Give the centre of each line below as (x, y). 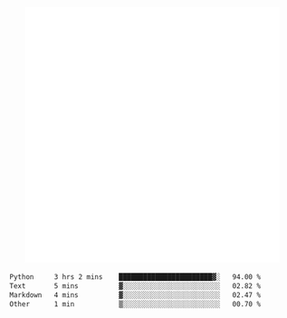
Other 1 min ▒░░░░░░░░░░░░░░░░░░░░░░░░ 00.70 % (135, 304)
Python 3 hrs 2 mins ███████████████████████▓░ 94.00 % (135, 277)
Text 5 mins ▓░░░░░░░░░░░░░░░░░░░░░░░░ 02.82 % (135, 286)
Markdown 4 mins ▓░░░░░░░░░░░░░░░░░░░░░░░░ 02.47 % (135, 295)
